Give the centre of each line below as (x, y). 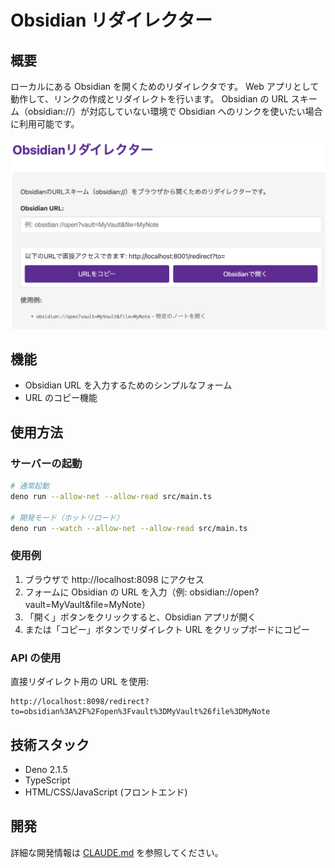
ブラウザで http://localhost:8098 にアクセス (114, 579)
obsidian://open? (224, 592)
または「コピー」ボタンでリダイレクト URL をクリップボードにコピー (167, 629)
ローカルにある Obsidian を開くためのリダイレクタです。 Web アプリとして (165, 86)
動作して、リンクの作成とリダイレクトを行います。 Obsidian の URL (149, 99)
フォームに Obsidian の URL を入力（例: (106, 592)
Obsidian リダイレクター (111, 20)
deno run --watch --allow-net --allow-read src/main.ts (129, 528)
